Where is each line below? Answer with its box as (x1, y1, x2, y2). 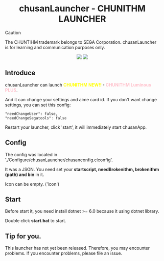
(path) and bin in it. (5, 172, 44, 177)
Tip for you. (5, 232, 42, 240)
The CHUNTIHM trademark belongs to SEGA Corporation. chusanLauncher (5, 39, 157, 45)
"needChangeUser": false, (5, 111, 58, 116)
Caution (5, 29, 21, 35)
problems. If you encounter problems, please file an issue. (5, 250, 122, 256)
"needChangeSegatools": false (5, 116, 67, 120)
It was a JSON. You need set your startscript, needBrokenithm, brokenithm (5, 166, 159, 172)
